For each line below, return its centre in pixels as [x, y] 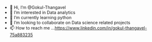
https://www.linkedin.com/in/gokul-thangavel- [101, 28]
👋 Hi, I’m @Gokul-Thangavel [38, 7]
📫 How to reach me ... [32, 28]
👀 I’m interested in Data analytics [42, 12]
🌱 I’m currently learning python [41, 17]
